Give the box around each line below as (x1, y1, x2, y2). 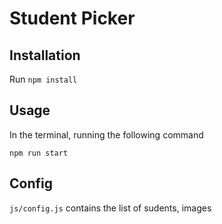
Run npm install (9, 73, 78, 85)
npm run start (9, 148, 69, 158)
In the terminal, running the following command (9, 128, 204, 141)
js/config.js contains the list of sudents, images (9, 202, 212, 214)
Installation (9, 47, 81, 64)
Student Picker (9, 7, 136, 30)
